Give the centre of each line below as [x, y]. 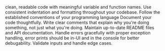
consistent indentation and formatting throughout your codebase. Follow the [83, 12]
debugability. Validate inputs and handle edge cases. [59, 43]
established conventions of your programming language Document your [79, 17]
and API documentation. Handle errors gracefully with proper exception [78, 33]
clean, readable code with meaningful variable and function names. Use [78, 7]
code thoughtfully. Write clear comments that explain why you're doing [77, 22]
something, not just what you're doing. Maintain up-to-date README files [80, 28]
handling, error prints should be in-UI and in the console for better [72, 38]
